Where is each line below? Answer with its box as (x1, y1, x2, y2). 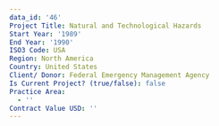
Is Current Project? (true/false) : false (9, 79, 166, 88)
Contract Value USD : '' (9, 104, 98, 113)
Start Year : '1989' (9, 29, 82, 38)
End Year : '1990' (9, 37, 74, 47)
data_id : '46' (9, 12, 63, 22)
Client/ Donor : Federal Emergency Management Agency (9, 71, 210, 80)
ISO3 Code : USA (9, 46, 66, 55)
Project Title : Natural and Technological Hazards (9, 21, 202, 30)
